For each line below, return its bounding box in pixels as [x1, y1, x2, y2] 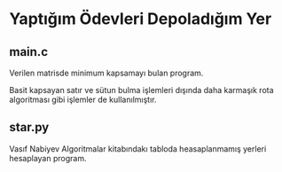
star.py [9, 120, 50, 135]
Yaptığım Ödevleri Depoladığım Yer [9, 9, 272, 29]
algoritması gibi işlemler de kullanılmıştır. [9, 94, 157, 105]
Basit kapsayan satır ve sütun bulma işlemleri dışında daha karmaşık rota [9, 85, 274, 95]
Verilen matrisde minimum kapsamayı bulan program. [9, 67, 204, 78]
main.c [9, 44, 49, 59]
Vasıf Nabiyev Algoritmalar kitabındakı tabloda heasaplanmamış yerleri [9, 143, 267, 154]
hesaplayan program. [9, 152, 87, 163]
